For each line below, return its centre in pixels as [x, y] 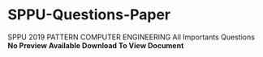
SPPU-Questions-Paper [89, 15]
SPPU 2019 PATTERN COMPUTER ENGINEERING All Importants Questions [131, 37]
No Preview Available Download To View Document [96, 45]
